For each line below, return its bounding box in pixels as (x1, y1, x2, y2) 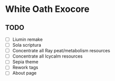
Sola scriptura (12, 42, 41, 48)
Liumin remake (12, 36, 43, 42)
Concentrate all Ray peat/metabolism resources (12, 48, 111, 54)
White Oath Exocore (5, 3, 90, 15)
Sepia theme (12, 59, 39, 65)
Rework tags (12, 65, 38, 71)
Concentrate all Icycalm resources (12, 53, 83, 59)
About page (12, 70, 37, 76)
